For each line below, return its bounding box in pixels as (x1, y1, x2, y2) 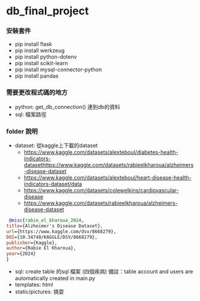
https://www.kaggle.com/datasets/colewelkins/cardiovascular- (23, 187, 179, 194)
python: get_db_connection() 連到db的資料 (14, 103, 120, 110)
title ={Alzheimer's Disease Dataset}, (6, 223, 103, 229)
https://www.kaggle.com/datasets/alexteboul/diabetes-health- (23, 148, 178, 156)
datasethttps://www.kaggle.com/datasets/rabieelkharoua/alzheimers (23, 162, 194, 169)
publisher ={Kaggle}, (6, 239, 58, 246)
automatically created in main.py (14, 275, 96, 282)
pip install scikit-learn (14, 60, 68, 67)
